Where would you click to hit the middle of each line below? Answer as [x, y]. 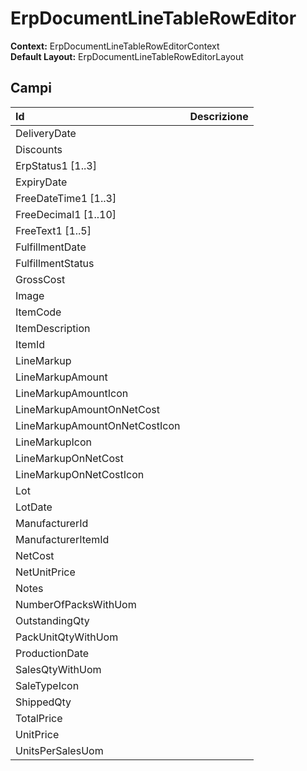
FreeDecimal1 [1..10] [66, 214]
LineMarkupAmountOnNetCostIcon [98, 425]
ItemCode [38, 312]
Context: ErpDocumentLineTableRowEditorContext [115, 46]
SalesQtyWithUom [58, 669]
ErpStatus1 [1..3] [56, 165]
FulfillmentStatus [55, 263]
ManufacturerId [52, 523]
